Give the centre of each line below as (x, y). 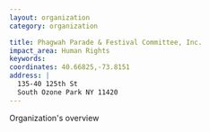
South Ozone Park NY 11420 (68, 92)
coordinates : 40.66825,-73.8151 (70, 67)
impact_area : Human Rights (60, 50)
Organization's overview (54, 118)
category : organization (54, 26)
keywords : (28, 59)
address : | (30, 76)
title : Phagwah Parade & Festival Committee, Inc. (106, 42)
